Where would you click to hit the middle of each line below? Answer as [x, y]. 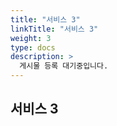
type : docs [33, 47]
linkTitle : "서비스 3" [54, 29]
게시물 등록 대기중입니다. [64, 66]
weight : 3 [31, 38]
